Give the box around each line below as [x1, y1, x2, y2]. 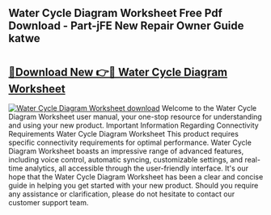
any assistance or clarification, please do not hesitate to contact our [8, 189, 235, 199]
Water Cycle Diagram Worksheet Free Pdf [8, 6, 222, 20]
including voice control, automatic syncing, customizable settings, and [8, 155, 243, 164]
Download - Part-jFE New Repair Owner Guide [8, 19, 244, 33]
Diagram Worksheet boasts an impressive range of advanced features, [8, 146, 244, 156]
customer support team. [8, 198, 89, 207]
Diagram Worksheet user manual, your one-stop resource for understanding [8, 112, 263, 121]
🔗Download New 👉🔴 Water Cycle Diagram [8, 65, 228, 79]
